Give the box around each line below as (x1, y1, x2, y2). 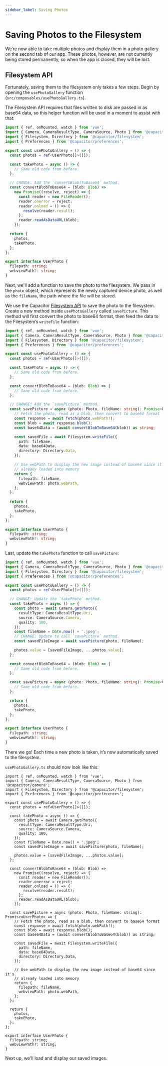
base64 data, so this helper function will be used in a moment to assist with (5, 110, 161, 116)
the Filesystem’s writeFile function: (5, 318, 79, 325)
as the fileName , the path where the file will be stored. (5, 292, 116, 299)
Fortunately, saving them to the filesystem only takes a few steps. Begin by (5, 84, 159, 90)
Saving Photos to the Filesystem (5, 29, 142, 40)
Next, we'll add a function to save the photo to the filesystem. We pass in (5, 282, 155, 288)
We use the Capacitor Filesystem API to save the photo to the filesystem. (5, 302, 155, 308)
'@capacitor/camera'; (5, 782, 50, 788)
